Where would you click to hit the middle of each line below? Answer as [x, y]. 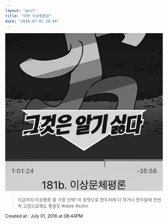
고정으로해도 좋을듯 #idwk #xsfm [55, 206]
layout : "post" [21, 11]
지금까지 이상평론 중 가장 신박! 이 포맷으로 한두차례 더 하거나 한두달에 [85, 200]
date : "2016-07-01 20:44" [32, 21]
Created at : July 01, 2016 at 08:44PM [44, 216]
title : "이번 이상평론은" [28, 16]
